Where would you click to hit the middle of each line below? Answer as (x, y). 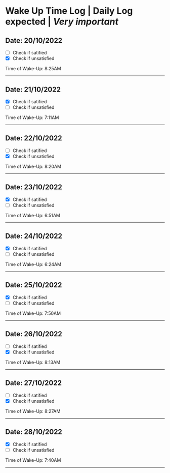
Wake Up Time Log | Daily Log (69, 11)
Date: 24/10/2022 (34, 236)
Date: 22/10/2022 (34, 138)
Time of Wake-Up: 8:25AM (33, 69)
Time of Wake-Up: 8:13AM (33, 362)
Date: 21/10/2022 (33, 89)
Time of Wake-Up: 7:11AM (32, 117)
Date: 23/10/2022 (34, 187)
